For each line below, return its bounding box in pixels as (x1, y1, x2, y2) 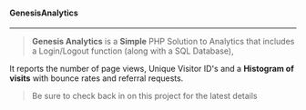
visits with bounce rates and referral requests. (9, 73, 184, 84)
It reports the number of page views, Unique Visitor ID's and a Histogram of (9, 64, 294, 75)
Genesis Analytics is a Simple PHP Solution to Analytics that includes (31, 36, 295, 47)
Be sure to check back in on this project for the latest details (31, 91, 258, 102)
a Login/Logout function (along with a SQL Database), (31, 45, 234, 56)
